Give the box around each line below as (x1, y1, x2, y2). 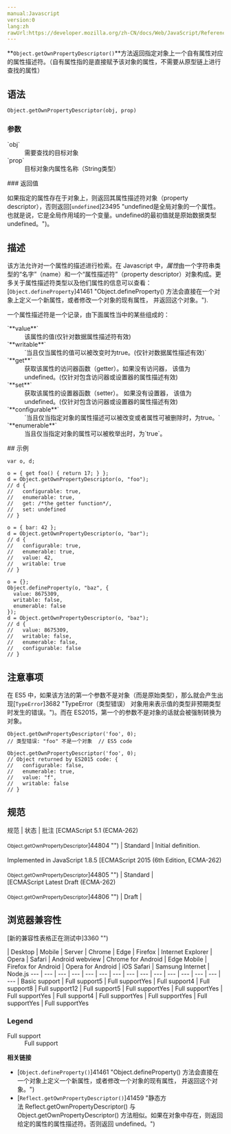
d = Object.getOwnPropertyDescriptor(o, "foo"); (7, 476, 149, 483)
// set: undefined (7, 506, 67, 514)
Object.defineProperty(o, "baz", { (7, 585, 109, 591)
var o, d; (7, 458, 36, 465)
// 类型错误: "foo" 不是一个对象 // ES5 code (7, 738, 133, 745)
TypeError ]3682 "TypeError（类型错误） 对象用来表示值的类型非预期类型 (15, 699, 221, 707)
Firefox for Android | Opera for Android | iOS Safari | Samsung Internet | (7, 962, 210, 971)
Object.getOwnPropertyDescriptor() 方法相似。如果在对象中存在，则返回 (16, 1111, 223, 1119)
